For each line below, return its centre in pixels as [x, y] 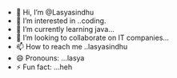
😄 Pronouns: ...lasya [50, 58]
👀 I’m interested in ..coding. [61, 21]
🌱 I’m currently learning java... [65, 29]
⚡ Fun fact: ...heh [44, 67]
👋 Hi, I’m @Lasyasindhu [55, 12]
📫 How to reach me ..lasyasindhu [72, 47]
